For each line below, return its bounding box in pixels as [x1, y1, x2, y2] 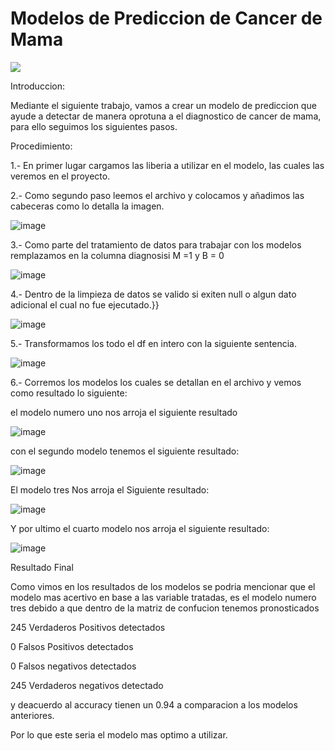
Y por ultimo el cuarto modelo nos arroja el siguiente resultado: [10, 522, 270, 534]
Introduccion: [10, 80, 65, 92]
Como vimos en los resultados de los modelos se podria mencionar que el [10, 580, 316, 592]
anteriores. [10, 709, 55, 721]
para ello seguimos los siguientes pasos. [10, 120, 178, 132]
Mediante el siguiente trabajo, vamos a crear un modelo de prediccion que [10, 99, 317, 111]
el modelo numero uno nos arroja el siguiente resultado [10, 406, 238, 418]
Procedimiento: [10, 140, 73, 152]
